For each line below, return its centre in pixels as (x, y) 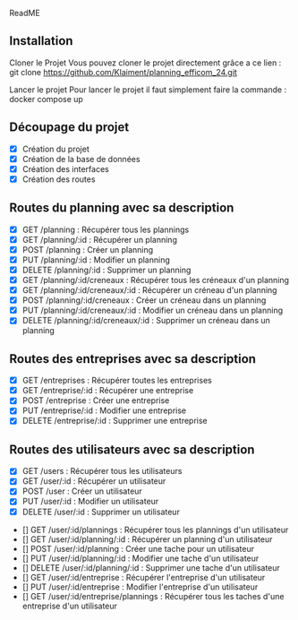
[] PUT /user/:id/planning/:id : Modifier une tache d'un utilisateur (140, 558)
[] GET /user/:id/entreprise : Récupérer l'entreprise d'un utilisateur (144, 577)
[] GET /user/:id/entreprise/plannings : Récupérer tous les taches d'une (153, 596)
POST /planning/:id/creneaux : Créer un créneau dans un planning (144, 300)
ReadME (25, 13)
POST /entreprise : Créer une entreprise (96, 400)
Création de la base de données (81, 159)
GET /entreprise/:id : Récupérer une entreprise (108, 391)
